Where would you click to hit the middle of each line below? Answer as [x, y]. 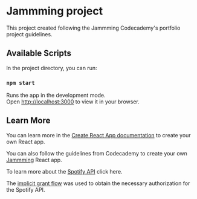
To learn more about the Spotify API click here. [64, 171]
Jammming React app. [34, 160]
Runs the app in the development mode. [56, 96]
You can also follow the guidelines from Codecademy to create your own [97, 153]
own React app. [26, 142]
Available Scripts [39, 54]
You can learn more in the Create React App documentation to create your [99, 135]
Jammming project [55, 11]
